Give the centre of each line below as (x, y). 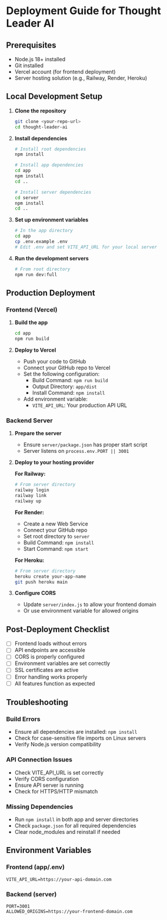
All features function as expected (55, 683)
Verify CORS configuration (47, 779)
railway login (32, 490)
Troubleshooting (37, 702)
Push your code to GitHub (55, 361)
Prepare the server (38, 433)
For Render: (29, 512)
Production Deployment (51, 293)
